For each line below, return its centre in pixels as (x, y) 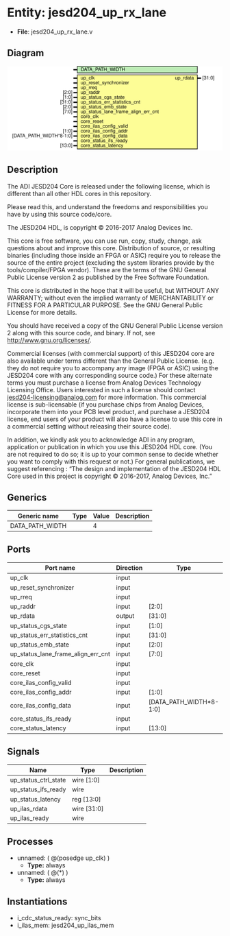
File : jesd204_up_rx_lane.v (55, 32)
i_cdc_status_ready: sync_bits (59, 918)
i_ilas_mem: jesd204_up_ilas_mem (65, 925)
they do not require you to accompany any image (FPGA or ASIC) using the (113, 368)
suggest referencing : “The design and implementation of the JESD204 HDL (114, 468)
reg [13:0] (86, 799)
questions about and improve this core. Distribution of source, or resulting (111, 248)
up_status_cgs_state (38, 625)
